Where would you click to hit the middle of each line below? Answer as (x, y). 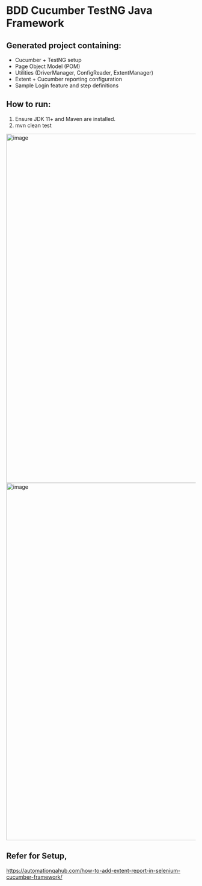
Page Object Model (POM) (47, 66)
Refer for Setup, (37, 856)
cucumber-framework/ (35, 877)
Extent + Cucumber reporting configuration (69, 79)
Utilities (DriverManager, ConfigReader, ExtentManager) (84, 73)
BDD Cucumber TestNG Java (79, 11)
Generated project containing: (64, 45)
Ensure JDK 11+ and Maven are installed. (65, 119)
